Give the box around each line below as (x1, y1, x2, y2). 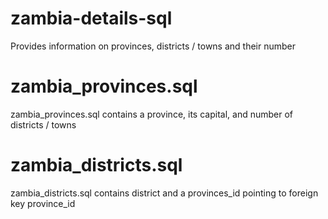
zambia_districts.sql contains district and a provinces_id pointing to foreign (10, 187, 319, 199)
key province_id (10, 197, 76, 209)
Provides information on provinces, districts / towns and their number (10, 40, 297, 52)
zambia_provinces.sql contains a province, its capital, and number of (10, 108, 293, 120)
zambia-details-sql (10, 7, 173, 30)
